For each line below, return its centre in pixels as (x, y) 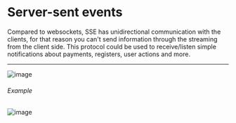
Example (20, 90)
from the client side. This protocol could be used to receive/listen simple (112, 46)
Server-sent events (65, 12)
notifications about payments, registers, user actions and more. (99, 54)
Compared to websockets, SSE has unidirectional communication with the (114, 32)
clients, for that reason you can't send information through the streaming (112, 39)
